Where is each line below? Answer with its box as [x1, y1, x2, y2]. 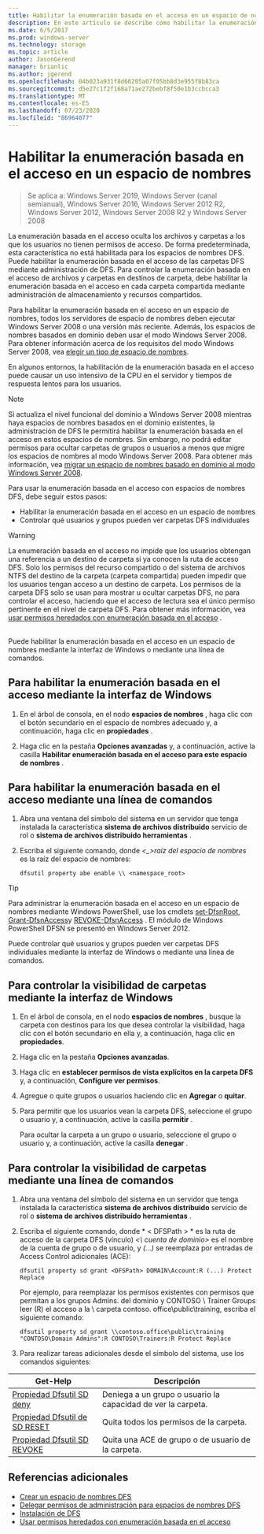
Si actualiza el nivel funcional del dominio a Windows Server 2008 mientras [8, 409, 252, 418]
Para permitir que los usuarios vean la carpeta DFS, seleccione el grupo [19, 1106, 253, 1116]
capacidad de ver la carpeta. [101, 1399, 208, 1410]
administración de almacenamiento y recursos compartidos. [8, 289, 203, 299]
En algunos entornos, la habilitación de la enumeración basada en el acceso [8, 362, 255, 371]
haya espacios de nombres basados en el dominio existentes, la [8, 418, 215, 427]
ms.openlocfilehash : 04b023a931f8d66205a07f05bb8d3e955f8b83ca [8, 77, 220, 85]
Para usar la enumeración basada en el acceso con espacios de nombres [8, 483, 246, 492]
